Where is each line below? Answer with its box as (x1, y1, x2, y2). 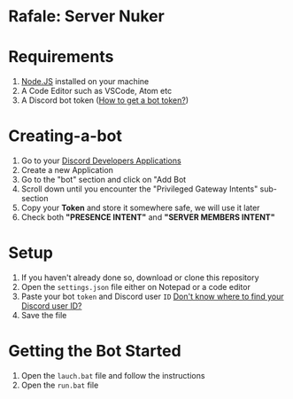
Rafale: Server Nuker (8, 6, 165, 27)
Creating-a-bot (8, 126, 123, 146)
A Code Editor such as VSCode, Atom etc (20, 86, 173, 97)
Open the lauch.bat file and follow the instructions (20, 370, 205, 380)
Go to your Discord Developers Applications (20, 155, 182, 166)
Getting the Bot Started (8, 341, 182, 361)
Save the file (20, 310, 67, 320)
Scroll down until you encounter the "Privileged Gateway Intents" (20, 184, 258, 194)
